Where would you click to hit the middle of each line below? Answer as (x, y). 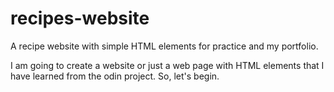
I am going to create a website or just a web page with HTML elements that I (167, 65)
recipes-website (80, 18)
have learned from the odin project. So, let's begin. (115, 76)
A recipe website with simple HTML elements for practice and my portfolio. (164, 46)
